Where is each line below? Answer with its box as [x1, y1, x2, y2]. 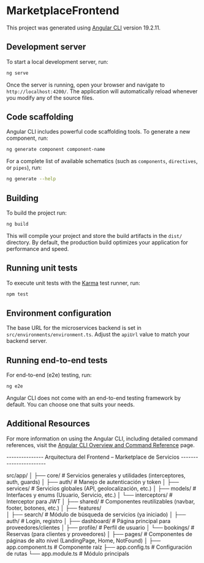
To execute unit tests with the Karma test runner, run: [6, 279, 141, 286]
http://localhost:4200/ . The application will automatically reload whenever [6, 87, 198, 95]
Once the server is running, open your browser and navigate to [6, 81, 165, 88]
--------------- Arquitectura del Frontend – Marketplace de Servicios [6, 453, 179, 461]
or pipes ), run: [6, 164, 42, 172]
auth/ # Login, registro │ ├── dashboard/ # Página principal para [6, 517, 171, 524]
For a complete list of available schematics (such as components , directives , [6, 158, 198, 165]
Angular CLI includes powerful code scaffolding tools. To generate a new [6, 128, 191, 136]
